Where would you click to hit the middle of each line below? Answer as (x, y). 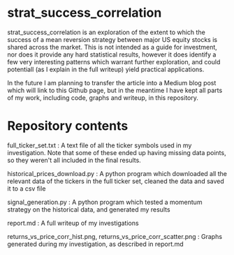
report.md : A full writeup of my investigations (73, 223)
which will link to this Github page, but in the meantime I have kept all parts (115, 90)
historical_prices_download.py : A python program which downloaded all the (117, 173)
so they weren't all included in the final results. (74, 160)
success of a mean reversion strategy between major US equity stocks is (112, 39)
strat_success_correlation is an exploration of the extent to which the (107, 32)
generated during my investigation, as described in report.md (95, 244)
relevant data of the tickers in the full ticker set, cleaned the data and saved (116, 181)
